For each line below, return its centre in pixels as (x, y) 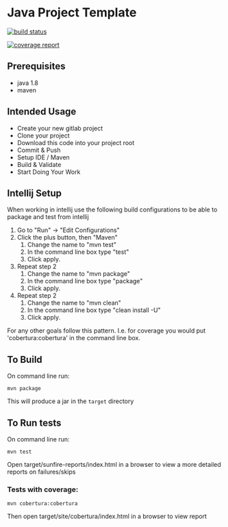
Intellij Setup (34, 193)
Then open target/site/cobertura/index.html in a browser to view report (107, 516)
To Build (25, 360)
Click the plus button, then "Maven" (67, 237)
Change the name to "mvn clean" (74, 303)
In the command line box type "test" (78, 252)
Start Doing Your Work (49, 172)
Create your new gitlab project (60, 128)
